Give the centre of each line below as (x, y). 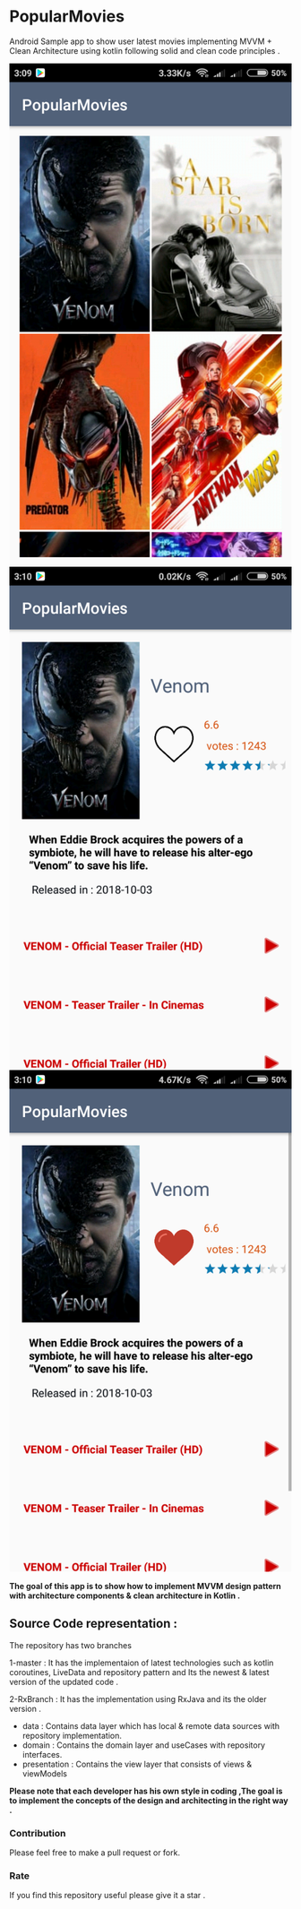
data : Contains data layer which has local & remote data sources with (151, 1725)
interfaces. (42, 1754)
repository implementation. (72, 1735)
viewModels (44, 1773)
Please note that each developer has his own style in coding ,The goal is (146, 1791)
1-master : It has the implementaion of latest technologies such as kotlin (142, 1663)
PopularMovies (67, 17)
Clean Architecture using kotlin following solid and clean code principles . (145, 50)
